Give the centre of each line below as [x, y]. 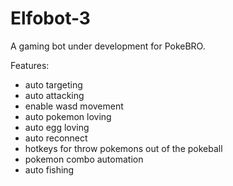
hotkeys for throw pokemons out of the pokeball [123, 148]
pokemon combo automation [84, 159]
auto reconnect [56, 138]
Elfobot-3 [50, 18]
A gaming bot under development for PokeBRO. [108, 46]
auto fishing [49, 169]
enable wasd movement [74, 106]
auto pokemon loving [68, 116]
